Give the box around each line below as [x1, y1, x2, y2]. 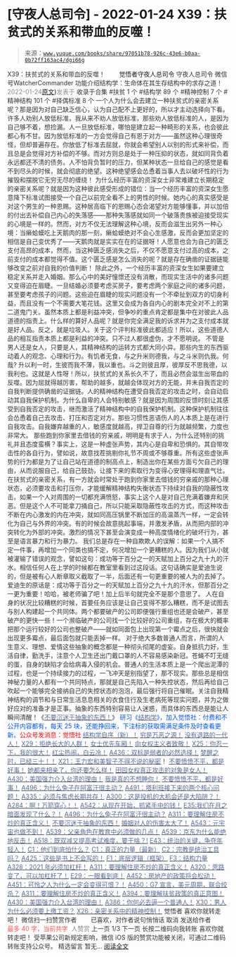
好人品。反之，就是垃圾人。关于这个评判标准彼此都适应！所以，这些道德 [13, 325, 223, 333]
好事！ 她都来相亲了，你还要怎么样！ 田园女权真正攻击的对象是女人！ [7, 765, 208, 774]
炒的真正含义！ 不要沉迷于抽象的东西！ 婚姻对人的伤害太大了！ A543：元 [7, 818, 219, 827]
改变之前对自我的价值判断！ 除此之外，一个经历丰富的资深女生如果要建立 [13, 264, 225, 272]
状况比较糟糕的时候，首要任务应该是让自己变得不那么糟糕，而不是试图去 [19, 598, 229, 607]
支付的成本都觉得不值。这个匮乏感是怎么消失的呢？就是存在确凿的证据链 [13, 254, 223, 263]
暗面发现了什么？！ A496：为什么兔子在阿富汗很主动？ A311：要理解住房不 [7, 810, 225, 818]
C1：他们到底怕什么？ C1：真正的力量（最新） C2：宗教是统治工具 [27, 845, 220, 853]
